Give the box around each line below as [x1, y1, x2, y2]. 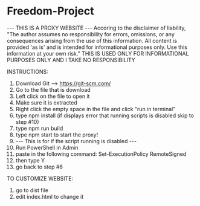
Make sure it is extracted [15, 98, 77, 106]
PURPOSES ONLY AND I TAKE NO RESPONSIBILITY [7, 56, 135, 63]
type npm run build [15, 124, 63, 132]
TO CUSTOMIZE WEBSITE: [7, 175, 74, 182]
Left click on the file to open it [15, 92, 90, 100]
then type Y [15, 156, 45, 164]
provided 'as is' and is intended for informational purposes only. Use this [7, 43, 188, 51]
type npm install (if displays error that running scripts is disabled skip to [15, 112, 195, 119]
